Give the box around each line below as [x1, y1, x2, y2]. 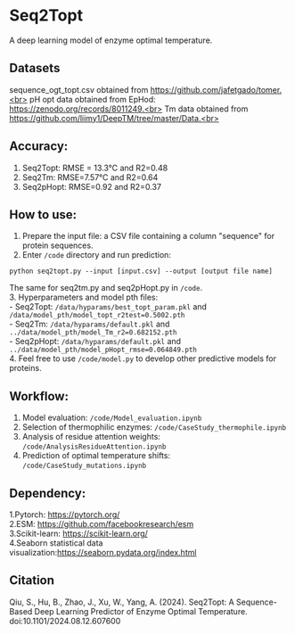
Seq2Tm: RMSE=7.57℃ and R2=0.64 [21, 171, 159, 183]
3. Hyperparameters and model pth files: [9, 292, 159, 303]
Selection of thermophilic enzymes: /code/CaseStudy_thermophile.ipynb [21, 422, 287, 432]
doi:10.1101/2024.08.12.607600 [9, 615, 121, 626]
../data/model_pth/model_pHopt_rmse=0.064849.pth [9, 345, 198, 355]
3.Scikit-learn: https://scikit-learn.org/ [9, 528, 149, 539]
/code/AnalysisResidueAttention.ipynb [21, 442, 167, 451]
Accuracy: [9, 139, 69, 154]
